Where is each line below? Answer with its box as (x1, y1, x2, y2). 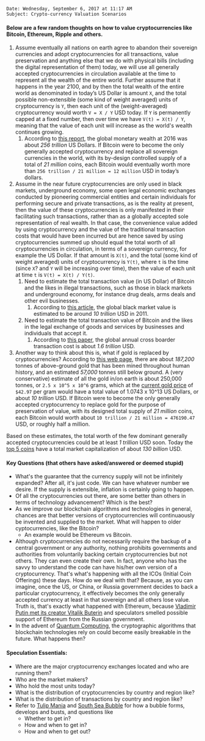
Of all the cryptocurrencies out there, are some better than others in (15, 492, 186, 500)
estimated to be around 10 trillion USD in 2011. (33, 310, 149, 318)
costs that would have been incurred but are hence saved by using (15, 232, 183, 239)
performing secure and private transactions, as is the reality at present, (15, 200, 194, 207)
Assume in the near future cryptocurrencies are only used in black (15, 180, 182, 188)
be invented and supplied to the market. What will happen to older (15, 518, 181, 525)
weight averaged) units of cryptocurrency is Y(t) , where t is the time (15, 258, 189, 266)
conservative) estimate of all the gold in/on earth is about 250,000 (15, 375, 182, 382)
